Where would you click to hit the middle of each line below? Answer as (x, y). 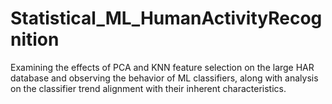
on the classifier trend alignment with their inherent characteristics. (148, 88)
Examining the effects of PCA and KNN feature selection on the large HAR (162, 67)
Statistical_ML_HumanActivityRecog (166, 18)
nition (35, 39)
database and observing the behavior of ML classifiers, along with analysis (164, 78)
